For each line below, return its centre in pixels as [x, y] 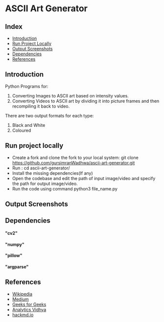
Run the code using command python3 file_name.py [65, 188]
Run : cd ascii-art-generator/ [41, 168]
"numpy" [15, 244]
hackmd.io [23, 315]
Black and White [29, 125]
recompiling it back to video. [41, 106]
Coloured [22, 130]
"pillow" [14, 255]
